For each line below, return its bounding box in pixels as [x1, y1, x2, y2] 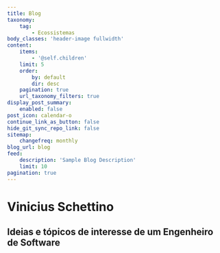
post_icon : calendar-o [7, 112, 72, 119]
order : [19, 67, 38, 74]
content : [7, 42, 32, 49]
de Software [7, 237, 60, 249]
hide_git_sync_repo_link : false [7, 125, 99, 132]
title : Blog [7, 10, 41, 17]
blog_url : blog [7, 144, 51, 151]
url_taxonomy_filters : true [19, 93, 99, 100]
